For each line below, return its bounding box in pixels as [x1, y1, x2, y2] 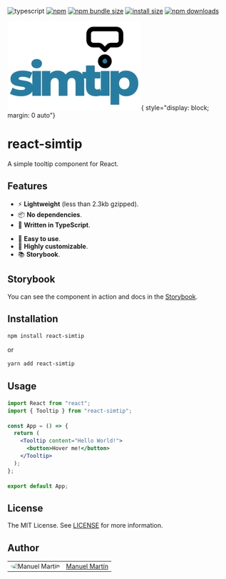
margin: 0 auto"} [7, 111, 56, 119]
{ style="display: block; [141, 103, 210, 112]
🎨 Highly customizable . [17, 242, 88, 250]
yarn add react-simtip [7, 360, 75, 367]
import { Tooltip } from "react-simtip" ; [7, 407, 133, 414]
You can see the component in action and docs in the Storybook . [7, 292, 198, 301]
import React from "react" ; [7, 399, 91, 406]
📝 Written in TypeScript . [17, 220, 91, 229]
